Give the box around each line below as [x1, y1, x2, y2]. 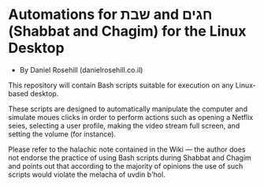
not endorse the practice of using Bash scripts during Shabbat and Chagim [8, 152, 252, 163]
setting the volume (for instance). [8, 129, 117, 139]
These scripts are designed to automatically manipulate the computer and [8, 104, 248, 114]
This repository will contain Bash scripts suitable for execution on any [8, 80, 234, 90]
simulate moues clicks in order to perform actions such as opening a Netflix [8, 112, 254, 122]
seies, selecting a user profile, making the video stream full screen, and [8, 121, 240, 130]
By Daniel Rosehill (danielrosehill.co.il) [19, 65, 143, 74]
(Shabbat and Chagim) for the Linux [8, 22, 247, 40]
